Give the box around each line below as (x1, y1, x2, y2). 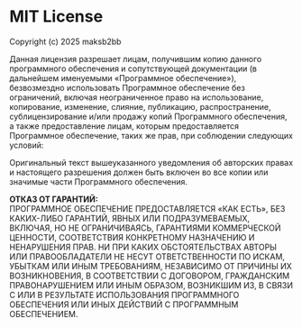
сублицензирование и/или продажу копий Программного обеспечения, (9, 111, 288, 122)
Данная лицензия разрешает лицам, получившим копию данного (9, 53, 262, 64)
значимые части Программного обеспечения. (9, 176, 188, 186)
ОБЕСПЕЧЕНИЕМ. (9, 308, 78, 319)
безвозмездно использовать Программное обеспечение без (9, 82, 245, 93)
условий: (9, 140, 44, 150)
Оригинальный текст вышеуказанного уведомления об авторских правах (9, 157, 294, 168)
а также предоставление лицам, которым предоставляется (9, 120, 240, 132)
